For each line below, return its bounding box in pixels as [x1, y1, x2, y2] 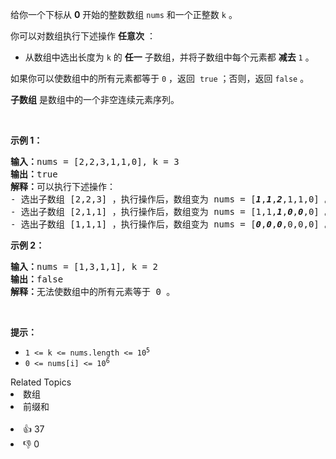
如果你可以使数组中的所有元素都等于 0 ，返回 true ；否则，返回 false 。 [10, 73, 310, 84]
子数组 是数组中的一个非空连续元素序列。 [10, 94, 180, 105]
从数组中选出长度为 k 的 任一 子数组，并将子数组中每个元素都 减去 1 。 [24, 51, 315, 63]
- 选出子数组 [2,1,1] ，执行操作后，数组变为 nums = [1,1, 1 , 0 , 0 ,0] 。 [10, 206, 334, 217]
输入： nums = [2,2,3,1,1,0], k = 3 [10, 156, 180, 167]
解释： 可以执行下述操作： [10, 181, 116, 192]
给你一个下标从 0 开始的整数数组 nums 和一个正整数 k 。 [10, 9, 238, 20]
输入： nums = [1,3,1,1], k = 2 [10, 261, 158, 272]
